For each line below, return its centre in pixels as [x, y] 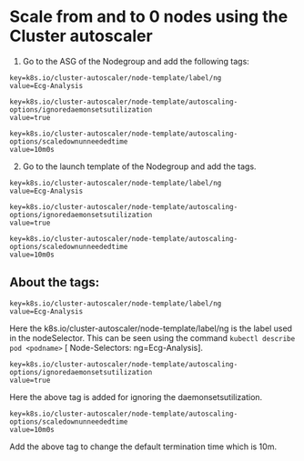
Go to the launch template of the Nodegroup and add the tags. [139, 166]
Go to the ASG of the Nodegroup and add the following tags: [136, 61]
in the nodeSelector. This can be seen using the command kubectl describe [152, 337]
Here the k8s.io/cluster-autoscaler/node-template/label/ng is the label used [151, 328]
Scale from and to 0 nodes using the [149, 17]
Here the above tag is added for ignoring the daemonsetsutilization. [136, 396]
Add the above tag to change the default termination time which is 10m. [143, 446]
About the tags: [55, 282]
